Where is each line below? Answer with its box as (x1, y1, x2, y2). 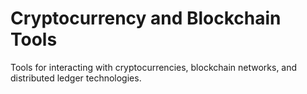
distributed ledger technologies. (10, 72, 142, 84)
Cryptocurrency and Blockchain (10, 7, 282, 30)
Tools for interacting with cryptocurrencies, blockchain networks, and (10, 61, 298, 73)
